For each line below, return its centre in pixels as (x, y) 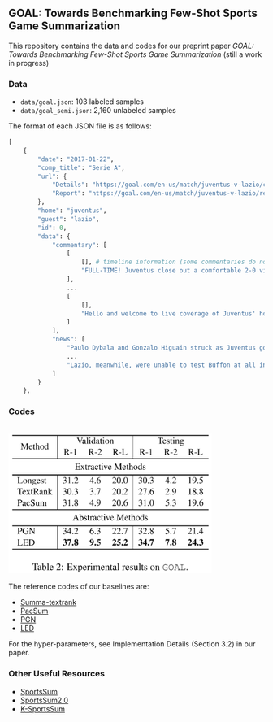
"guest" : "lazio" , (69, 219)
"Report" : (68, 194)
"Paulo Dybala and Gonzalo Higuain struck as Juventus (161, 348)
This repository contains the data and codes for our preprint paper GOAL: (131, 46)
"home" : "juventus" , (72, 211)
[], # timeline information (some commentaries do (168, 262)
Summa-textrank (48, 602)
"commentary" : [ (79, 245)
